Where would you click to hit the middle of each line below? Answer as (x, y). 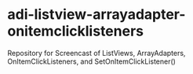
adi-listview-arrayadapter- (96, 15)
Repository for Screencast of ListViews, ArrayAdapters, (96, 53)
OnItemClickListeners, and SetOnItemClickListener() (91, 61)
